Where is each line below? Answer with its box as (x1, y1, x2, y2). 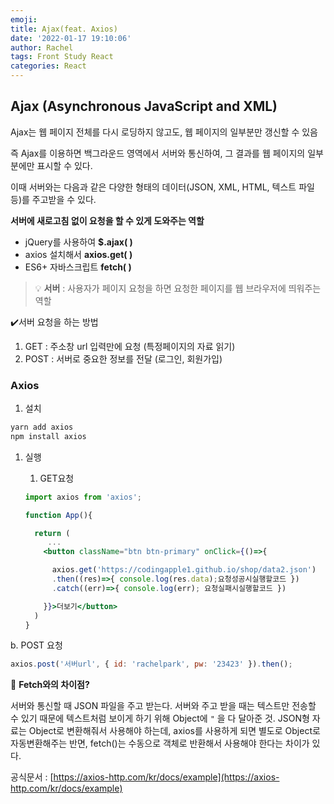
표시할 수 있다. (36, 159, 93, 171)
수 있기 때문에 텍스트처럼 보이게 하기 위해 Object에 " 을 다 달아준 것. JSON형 (10, 712, 310, 725)
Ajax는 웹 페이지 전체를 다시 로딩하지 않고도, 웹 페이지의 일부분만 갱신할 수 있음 (10, 126, 318, 138)
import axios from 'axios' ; (24, 492, 142, 502)
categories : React (10, 61, 87, 71)
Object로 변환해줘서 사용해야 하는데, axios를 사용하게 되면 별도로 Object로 (28, 725, 321, 737)
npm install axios (10, 431, 87, 441)
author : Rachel (10, 42, 74, 53)
